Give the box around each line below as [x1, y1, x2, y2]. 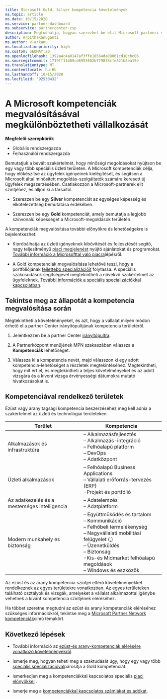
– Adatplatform [83, 503, 118, 510]
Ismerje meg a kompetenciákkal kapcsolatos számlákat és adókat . [12, 688, 148, 694]
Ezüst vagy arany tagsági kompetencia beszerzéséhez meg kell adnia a [5, 405, 152, 411]
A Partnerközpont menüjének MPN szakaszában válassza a [12, 342, 135, 348]
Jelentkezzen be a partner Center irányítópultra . [12, 332, 111, 338]
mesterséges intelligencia [7, 503, 68, 510]
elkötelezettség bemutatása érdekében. [12, 201, 93, 207]
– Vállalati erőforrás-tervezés [83, 476, 152, 483]
